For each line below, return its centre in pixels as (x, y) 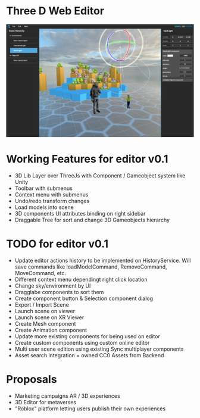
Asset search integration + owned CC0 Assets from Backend (89, 355)
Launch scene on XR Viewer (49, 317)
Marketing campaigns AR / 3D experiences (67, 396)
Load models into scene (44, 207)
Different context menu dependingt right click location (81, 279)
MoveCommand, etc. (40, 273)
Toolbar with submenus (43, 188)
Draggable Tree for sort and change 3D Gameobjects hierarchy (92, 220)
